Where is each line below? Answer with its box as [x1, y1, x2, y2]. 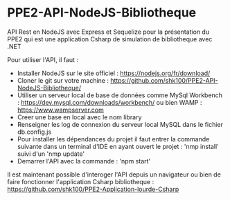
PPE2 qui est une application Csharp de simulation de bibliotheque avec [7, 34, 213, 43]
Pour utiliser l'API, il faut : [7, 55, 78, 63]
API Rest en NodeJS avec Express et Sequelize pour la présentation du [7, 28, 210, 36]
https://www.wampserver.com [17, 106, 104, 114]
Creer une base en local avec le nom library [17, 112, 142, 121]
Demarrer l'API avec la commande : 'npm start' [17, 157, 151, 165]
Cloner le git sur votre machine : [17, 76, 109, 84]
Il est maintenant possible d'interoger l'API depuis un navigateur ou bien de [7, 170, 222, 179]
